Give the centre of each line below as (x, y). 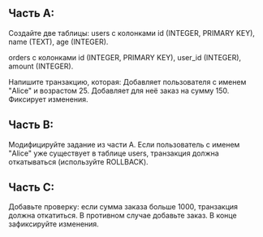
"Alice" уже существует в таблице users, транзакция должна (114, 153)
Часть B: (31, 125)
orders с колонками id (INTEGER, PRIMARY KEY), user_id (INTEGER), (125, 57)
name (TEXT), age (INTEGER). (58, 42)
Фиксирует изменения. (48, 99)
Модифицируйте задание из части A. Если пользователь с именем (124, 144)
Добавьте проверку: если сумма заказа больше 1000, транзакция (123, 207)
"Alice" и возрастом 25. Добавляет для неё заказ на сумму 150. (119, 90)
